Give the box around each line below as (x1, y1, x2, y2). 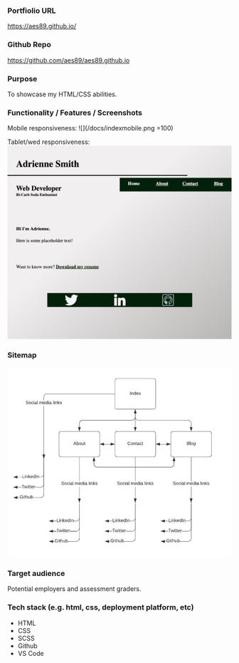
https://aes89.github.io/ (7, 22, 77, 31)
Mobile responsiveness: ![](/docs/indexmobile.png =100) (7, 124, 174, 133)
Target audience (7, 568, 65, 578)
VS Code (17, 649, 44, 657)
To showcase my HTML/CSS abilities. (7, 90, 117, 98)
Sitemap (7, 350, 37, 360)
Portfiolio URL (7, 6, 56, 16)
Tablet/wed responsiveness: (7, 138, 90, 146)
